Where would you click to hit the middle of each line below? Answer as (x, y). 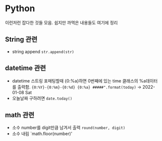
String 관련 (21, 40)
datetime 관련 (26, 68)
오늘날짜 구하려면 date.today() (42, 98)
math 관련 (20, 115)
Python (20, 9)
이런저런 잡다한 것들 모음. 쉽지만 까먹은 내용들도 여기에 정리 (62, 22)
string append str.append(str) (43, 51)
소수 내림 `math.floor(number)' (42, 134)
